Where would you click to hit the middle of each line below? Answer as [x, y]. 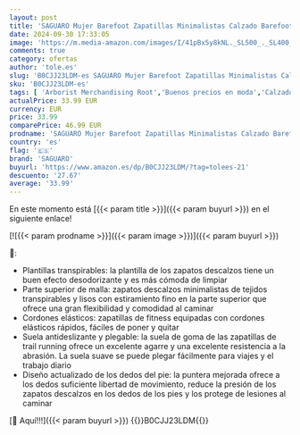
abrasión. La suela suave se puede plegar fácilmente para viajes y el [148, 356]
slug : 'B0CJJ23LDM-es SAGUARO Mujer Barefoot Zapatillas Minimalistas [143, 76]
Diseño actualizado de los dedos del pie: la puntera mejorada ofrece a [151, 375]
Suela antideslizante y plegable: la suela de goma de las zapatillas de [149, 337]
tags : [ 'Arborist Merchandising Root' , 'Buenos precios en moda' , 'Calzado [151, 92]
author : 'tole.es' [43, 68]
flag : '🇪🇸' [31, 150]
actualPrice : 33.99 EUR [54, 100]
